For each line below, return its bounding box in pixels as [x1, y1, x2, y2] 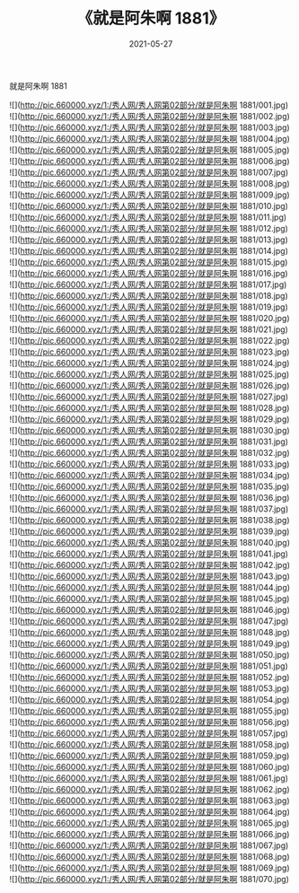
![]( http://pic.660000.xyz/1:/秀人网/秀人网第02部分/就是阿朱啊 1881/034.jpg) [9, 469, 290, 480]
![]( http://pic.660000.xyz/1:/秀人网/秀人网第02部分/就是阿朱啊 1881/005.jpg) [9, 144, 290, 155]
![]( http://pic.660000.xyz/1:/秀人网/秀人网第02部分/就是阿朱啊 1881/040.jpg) [9, 537, 290, 547]
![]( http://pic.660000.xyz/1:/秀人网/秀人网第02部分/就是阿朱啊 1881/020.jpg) [9, 312, 290, 323]
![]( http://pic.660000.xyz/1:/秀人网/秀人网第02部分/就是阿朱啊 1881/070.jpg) [9, 873, 290, 884]
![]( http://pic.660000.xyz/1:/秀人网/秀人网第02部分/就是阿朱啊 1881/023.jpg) [9, 346, 290, 357]
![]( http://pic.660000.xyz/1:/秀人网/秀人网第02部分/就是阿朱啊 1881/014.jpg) [9, 245, 289, 256]
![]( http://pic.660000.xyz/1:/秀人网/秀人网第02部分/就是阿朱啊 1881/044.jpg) [9, 582, 290, 592]
